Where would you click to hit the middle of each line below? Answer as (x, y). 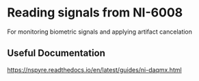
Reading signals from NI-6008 (95, 13)
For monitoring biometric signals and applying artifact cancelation (100, 32)
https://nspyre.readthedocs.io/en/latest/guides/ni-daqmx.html (95, 69)
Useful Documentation (56, 53)
